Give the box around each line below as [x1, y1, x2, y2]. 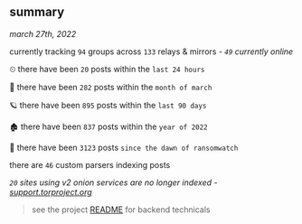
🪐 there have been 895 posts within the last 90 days [9, 99, 207, 110]
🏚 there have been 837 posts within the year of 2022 [9, 121, 208, 132]
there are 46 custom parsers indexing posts [9, 159, 171, 170]
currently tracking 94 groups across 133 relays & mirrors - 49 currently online [9, 46, 294, 57]
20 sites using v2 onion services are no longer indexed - [9, 177, 218, 188]
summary [9, 5, 65, 20]
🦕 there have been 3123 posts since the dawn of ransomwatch [9, 142, 239, 153]
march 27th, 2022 [9, 28, 77, 39]
